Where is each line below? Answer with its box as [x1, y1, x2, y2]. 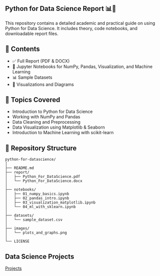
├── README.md [5, 166, 34, 171]
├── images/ [5, 226, 30, 231]
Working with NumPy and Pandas [12, 114, 80, 120]
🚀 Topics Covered [5, 96, 61, 104]
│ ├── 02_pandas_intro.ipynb [5, 196, 69, 201]
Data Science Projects [5, 252, 74, 261]
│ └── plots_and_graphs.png [5, 230, 67, 236]
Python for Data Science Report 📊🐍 [5, 4, 117, 13]
